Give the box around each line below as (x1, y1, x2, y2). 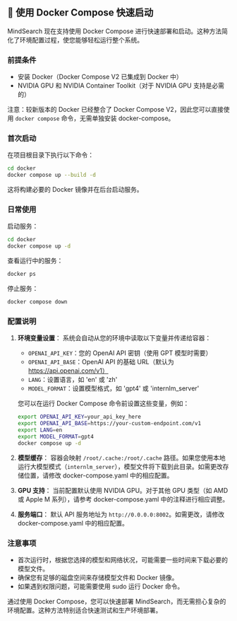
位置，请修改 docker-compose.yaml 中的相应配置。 (23, 471, 174, 480)
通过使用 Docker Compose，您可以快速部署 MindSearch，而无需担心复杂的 (7, 597, 226, 605)
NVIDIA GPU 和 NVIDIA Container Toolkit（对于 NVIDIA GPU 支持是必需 (17, 81, 224, 90)
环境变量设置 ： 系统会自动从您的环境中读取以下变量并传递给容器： (17, 334, 212, 342)
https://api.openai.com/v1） (28, 366, 109, 375)
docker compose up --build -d (7, 172, 97, 179)
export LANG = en (17, 426, 63, 434)
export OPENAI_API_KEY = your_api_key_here (17, 413, 142, 421)
